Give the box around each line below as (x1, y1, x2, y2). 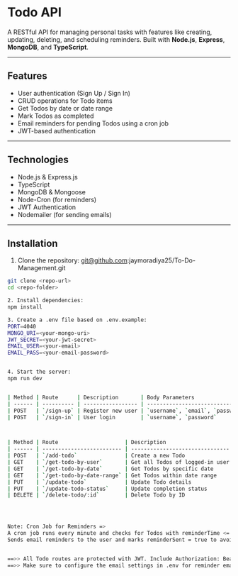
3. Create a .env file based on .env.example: (7, 316, 147, 323)
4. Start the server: (7, 368, 72, 376)
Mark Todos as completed (17, 111, 94, 120)
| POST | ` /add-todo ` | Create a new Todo (7, 452, 186, 460)
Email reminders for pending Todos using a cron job (17, 118, 169, 128)
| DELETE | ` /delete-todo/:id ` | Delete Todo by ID (7, 492, 186, 499)
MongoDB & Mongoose (17, 187, 86, 196)
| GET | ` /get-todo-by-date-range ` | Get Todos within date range (7, 472, 217, 479)
